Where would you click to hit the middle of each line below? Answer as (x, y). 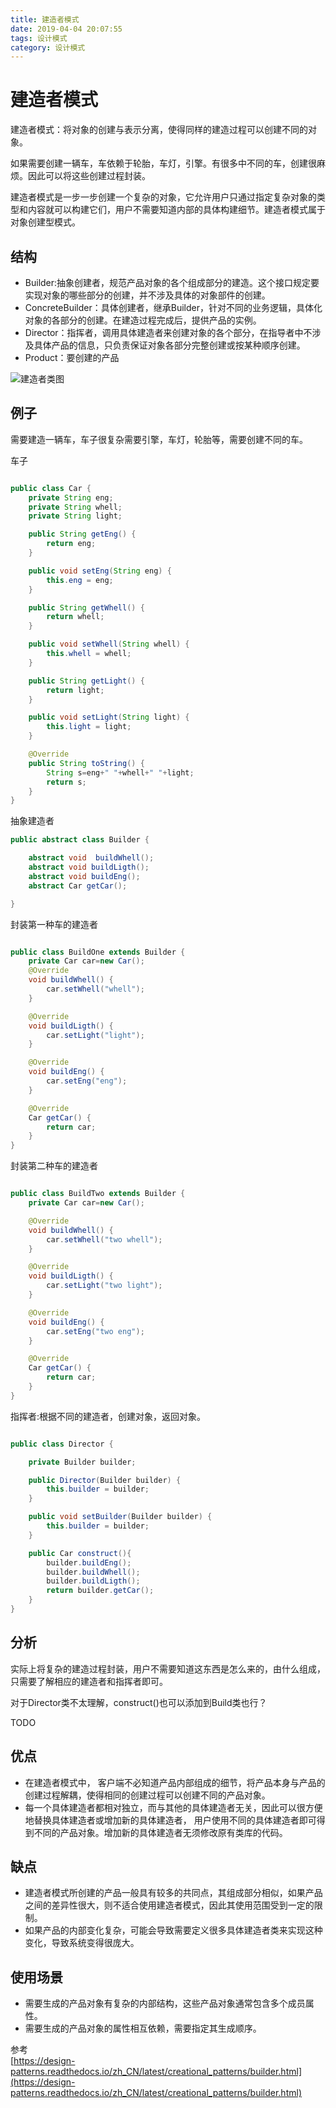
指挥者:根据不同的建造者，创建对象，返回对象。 (108, 1416)
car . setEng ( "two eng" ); (95, 1331)
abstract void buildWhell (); (91, 858)
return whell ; (75, 617)
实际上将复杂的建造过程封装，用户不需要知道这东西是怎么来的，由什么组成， (168, 1668)
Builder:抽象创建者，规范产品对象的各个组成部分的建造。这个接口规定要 (172, 282)
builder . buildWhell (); (93, 1572)
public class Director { (62, 1444)
